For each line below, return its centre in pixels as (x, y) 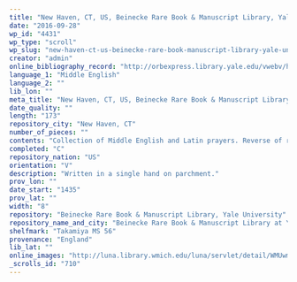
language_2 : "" (37, 83)
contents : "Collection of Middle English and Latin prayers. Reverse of (146, 141)
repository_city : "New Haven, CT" (73, 125)
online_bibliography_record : (63, 67)
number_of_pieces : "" (49, 133)
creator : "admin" (41, 58)
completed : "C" (37, 149)
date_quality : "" (41, 108)
